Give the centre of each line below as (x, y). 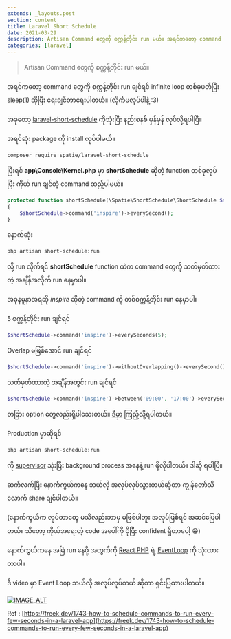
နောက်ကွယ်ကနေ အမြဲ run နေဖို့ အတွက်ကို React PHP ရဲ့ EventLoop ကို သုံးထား (113, 550)
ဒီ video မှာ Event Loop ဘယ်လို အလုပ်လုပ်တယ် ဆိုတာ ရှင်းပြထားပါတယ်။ (106, 583)
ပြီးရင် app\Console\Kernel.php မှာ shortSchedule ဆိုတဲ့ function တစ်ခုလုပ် (112, 170)
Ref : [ (16, 613)
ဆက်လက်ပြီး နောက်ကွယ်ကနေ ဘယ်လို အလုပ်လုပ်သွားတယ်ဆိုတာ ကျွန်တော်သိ (111, 484)
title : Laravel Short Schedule (52, 26)
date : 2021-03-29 (32, 33)
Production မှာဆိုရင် (34, 433)
